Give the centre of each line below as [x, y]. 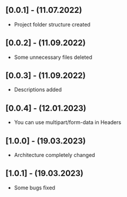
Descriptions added [38, 90]
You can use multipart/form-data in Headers [68, 122]
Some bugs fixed [34, 188]
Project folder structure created [52, 24]
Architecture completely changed [54, 155]
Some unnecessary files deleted [53, 57]
